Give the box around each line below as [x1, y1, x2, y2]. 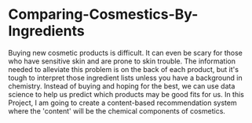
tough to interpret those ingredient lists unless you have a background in [8, 73, 243, 82]
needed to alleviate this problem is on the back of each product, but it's [8, 64, 239, 74]
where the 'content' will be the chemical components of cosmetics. [8, 106, 226, 115]
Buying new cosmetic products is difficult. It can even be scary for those [8, 48, 243, 57]
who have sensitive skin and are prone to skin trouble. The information [8, 56, 236, 66]
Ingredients [8, 22, 85, 40]
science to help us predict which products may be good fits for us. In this [8, 89, 245, 99]
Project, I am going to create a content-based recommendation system [8, 98, 237, 107]
